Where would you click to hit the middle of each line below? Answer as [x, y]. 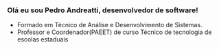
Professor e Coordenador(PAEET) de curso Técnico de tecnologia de [114, 32]
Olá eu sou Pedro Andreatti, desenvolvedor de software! [103, 10]
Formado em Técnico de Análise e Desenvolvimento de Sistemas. [109, 25]
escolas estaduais [43, 39]
